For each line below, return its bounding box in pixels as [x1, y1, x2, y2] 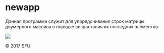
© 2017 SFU [5, 42, 31, 49]
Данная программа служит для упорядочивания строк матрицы [5, 18, 145, 24]
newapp [5, 2, 40, 13]
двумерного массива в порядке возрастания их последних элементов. [5, 23, 159, 29]
